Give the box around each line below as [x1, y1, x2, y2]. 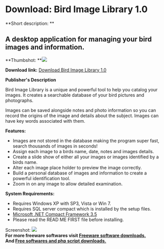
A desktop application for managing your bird [5, 35, 152, 44]
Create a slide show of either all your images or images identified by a [12, 154, 159, 160]
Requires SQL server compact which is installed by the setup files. [12, 205, 151, 211]
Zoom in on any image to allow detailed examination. [12, 181, 123, 187]
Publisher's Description [5, 77, 56, 83]
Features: [5, 128, 26, 134]
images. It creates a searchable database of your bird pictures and [5, 92, 145, 98]
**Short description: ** [5, 20, 54, 26]
